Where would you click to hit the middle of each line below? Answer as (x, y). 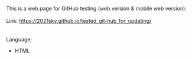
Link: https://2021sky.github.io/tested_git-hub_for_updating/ (79, 21)
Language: (19, 39)
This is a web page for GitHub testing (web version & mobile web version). (97, 8)
